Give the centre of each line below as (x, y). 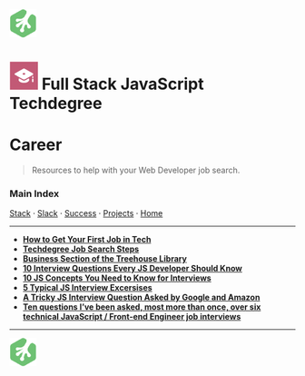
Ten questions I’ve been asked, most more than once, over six (142, 307)
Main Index (34, 193)
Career (36, 145)
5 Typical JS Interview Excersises (87, 288)
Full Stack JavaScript (123, 84)
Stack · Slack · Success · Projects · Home (86, 213)
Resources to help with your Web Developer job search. (136, 170)
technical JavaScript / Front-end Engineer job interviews (132, 317)
